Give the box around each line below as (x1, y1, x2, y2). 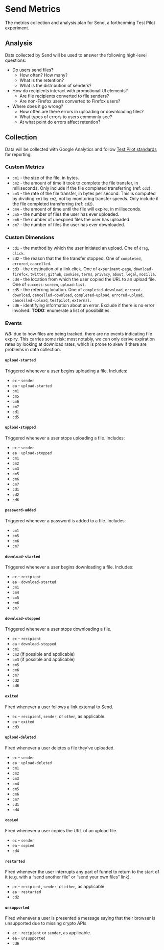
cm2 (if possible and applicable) (12, 651, 75, 657)
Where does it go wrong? (12, 103, 64, 109)
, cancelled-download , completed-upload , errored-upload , (30, 292, 144, 298)
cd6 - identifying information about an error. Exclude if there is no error (12, 303, 155, 308)
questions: (5, 57, 26, 63)
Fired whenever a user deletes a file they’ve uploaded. (5, 745, 115, 751)
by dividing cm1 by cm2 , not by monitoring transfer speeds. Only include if (12, 195, 159, 202)
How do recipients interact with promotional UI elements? (12, 87, 128, 94)
